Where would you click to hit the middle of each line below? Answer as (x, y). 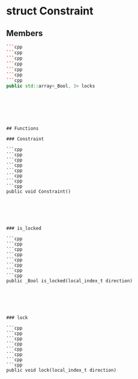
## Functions (22, 129)
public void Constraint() (38, 192)
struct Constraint (50, 11)
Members (25, 33)
